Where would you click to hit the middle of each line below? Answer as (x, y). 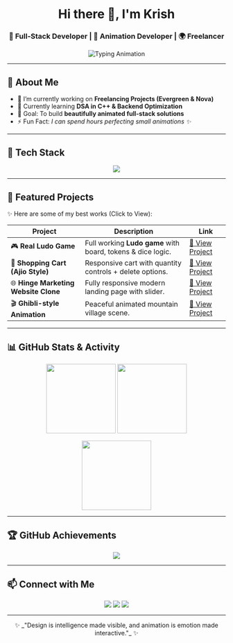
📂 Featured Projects (51, 197)
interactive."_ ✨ (116, 633)
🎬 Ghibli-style (35, 303)
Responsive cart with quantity (133, 263)
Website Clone (35, 291)
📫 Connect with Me (51, 584)
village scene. (107, 313)
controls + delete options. (127, 271)
